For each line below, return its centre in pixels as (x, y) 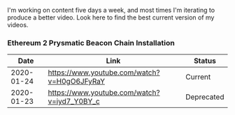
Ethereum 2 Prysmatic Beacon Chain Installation (91, 43)
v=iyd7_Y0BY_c (74, 102)
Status (205, 61)
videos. (18, 25)
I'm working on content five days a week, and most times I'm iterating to (111, 10)
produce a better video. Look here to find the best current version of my (111, 17)
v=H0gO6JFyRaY (77, 82)
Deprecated (205, 97)
